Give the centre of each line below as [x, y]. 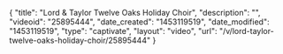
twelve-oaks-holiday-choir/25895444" [80, 40]
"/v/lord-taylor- [246, 31]
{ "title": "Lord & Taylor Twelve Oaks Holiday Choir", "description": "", [135, 13]
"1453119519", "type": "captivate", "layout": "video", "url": [114, 31]
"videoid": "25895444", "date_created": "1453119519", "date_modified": [139, 22]
